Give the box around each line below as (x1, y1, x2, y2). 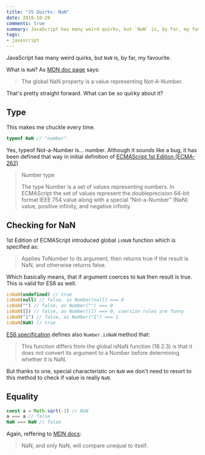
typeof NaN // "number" (6, 135, 67, 141)
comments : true (6, 20, 45, 26)
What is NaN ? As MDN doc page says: (6, 66, 100, 73)
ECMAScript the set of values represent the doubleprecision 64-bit (21, 189, 190, 197)
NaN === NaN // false (6, 419, 62, 425)
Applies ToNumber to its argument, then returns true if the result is (21, 255, 189, 262)
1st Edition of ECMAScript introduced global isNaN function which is (6, 236, 176, 244)
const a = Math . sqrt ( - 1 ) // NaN (6, 407, 88, 414)
